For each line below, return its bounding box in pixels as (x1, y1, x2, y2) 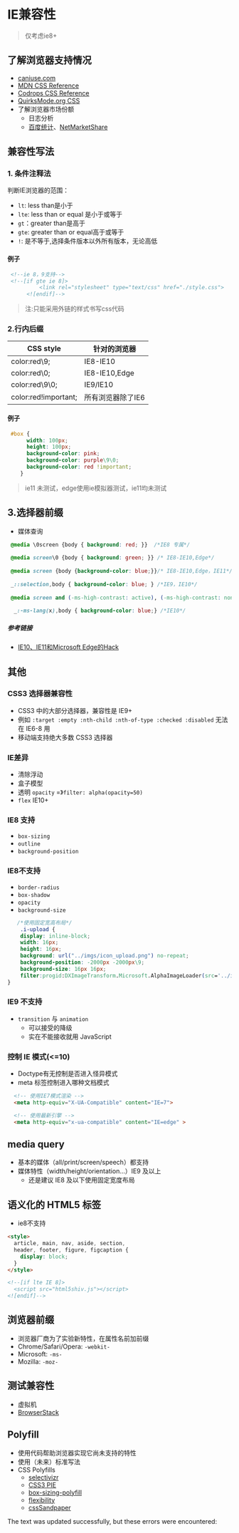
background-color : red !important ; (26, 464, 132, 471)
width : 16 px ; (20, 939, 59, 946)
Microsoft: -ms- (17, 1349, 63, 1358)
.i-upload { (20, 925, 55, 933)
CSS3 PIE (28, 1480, 57, 1489)
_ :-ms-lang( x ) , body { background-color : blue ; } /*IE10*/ (14, 607, 186, 615)
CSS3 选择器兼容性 (7, 689, 73, 699)
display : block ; (20, 1253, 69, 1260)
